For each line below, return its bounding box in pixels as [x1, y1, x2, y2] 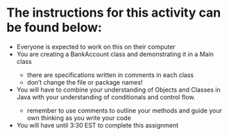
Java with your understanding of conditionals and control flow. [16, 92, 196, 101]
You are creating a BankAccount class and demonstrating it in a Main [16, 50, 214, 58]
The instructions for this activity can [6, 5, 221, 21]
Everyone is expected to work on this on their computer [16, 42, 176, 51]
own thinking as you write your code [26, 113, 131, 122]
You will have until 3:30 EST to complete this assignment [16, 121, 179, 129]
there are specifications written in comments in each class [26, 71, 194, 79]
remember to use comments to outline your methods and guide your [26, 106, 223, 114]
